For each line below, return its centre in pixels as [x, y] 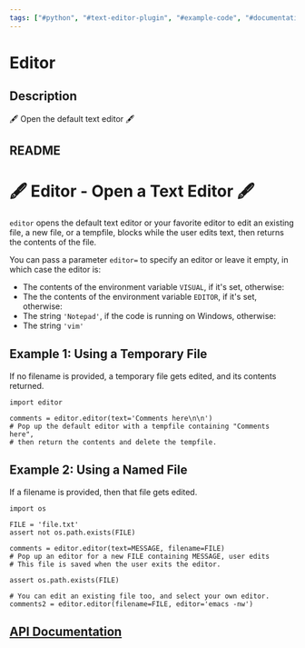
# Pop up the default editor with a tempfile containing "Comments [140, 426]
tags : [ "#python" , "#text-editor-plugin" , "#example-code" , [126, 18]
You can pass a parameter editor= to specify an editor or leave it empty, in [149, 259]
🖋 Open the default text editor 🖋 [72, 118]
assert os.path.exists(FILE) [64, 580]
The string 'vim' [53, 325]
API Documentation [66, 631]
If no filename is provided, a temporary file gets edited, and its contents [143, 376]
